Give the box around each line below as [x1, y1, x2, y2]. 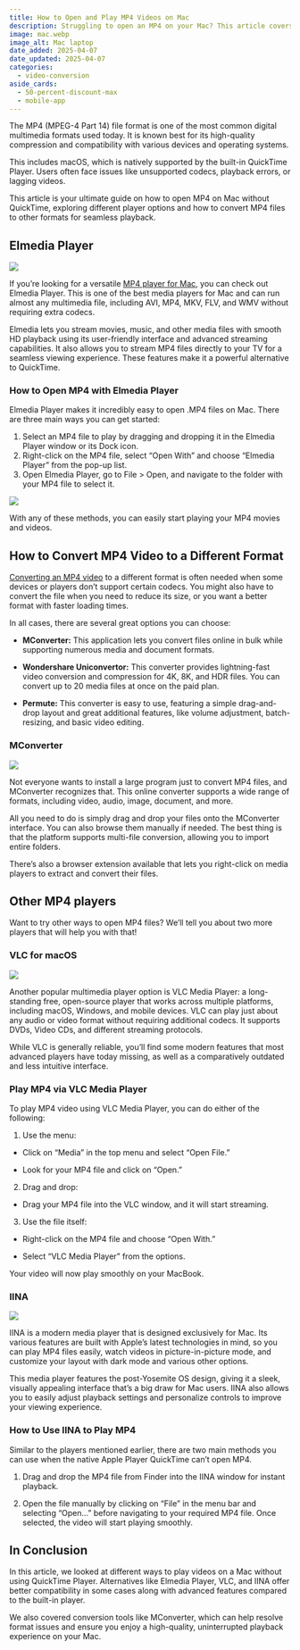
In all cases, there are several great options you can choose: [9, 618, 231, 629]
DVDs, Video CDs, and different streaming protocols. [9, 1024, 204, 1035]
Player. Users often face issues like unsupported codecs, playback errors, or [9, 166, 291, 177]
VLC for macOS [9, 949, 78, 962]
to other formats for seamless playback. [9, 212, 156, 223]
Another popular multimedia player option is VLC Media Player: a [9, 986, 247, 996]
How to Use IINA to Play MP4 [9, 1424, 137, 1437]
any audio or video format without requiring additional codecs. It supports [9, 1014, 281, 1025]
